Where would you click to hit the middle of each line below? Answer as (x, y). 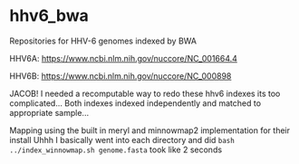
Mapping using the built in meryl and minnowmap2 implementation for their (150, 130)
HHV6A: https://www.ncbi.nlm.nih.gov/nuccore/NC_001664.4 (124, 58)
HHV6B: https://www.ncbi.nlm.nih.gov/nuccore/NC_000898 (121, 76)
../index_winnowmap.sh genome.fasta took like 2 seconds (116, 150)
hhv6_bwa (49, 16)
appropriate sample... (49, 112)
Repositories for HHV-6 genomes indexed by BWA (103, 41)
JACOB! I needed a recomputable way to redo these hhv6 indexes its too (145, 93)
